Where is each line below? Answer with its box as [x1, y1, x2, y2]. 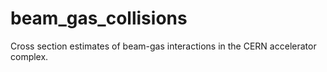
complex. [10, 50, 49, 62]
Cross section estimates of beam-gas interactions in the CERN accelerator [10, 40, 317, 52]
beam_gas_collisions [10, 7, 188, 30]
